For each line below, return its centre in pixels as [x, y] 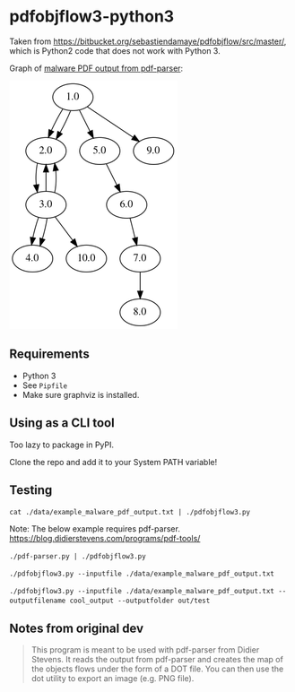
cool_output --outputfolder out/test [140, 601]
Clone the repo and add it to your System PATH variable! [113, 462]
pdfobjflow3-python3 [92, 17]
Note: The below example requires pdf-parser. [95, 529]
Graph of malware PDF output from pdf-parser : [96, 68]
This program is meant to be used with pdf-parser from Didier [145, 650]
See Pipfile [45, 385]
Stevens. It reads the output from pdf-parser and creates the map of [157, 660]
